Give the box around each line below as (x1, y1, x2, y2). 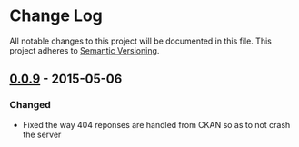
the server (22, 129, 62, 140)
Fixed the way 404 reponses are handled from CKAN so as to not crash (22, 119, 291, 130)
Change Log (9, 5, 103, 26)
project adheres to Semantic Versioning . (9, 44, 160, 55)
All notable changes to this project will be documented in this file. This (9, 35, 273, 46)
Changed (9, 99, 52, 112)
